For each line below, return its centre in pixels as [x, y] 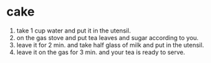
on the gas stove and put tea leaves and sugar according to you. [107, 37]
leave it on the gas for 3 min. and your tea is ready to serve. [101, 52]
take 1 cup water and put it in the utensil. [74, 30]
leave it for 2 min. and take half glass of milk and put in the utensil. [110, 45]
